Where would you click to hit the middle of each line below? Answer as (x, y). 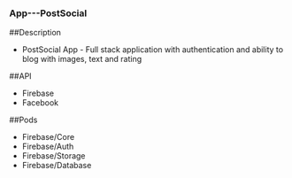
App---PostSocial (48, 13)
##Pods (23, 120)
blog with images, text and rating (82, 59)
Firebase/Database (57, 166)
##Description (35, 33)
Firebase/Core (48, 137)
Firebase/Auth (48, 147)
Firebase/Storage (54, 156)
